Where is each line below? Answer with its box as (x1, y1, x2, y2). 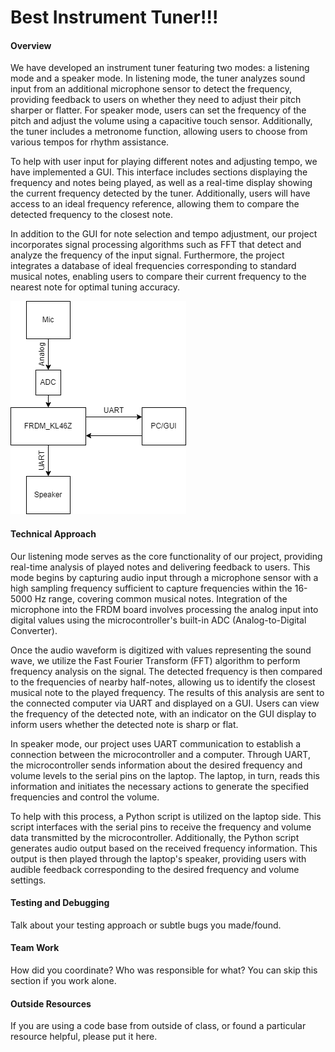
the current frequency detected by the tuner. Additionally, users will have (10, 187, 311, 200)
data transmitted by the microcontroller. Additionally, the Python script (10, 831, 300, 843)
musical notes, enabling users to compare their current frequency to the (10, 271, 307, 283)
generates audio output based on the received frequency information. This (10, 842, 318, 854)
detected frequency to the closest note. (10, 209, 173, 221)
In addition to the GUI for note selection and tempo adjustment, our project (10, 228, 318, 240)
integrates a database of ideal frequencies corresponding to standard (10, 260, 297, 272)
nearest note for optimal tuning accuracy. (10, 281, 181, 293)
